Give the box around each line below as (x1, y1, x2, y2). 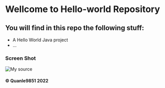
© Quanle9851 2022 (5, 77, 49, 83)
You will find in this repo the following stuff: (5, 24, 144, 32)
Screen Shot (5, 54, 36, 61)
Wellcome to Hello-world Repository (5, 4, 160, 15)
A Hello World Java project (12, 37, 68, 43)
